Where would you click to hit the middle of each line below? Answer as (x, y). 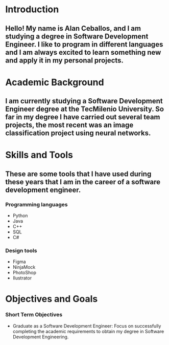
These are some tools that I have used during (78, 174)
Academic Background (55, 82)
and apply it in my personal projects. (65, 60)
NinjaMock (24, 267)
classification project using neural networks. (78, 133)
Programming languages (37, 204)
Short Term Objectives (34, 315)
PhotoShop (25, 273)
